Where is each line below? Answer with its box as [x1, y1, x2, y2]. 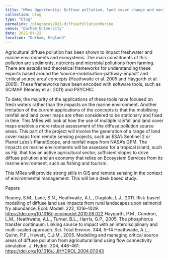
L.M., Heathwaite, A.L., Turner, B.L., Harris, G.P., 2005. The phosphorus [5, 216, 153, 222]
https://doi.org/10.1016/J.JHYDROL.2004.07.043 [5, 248, 104, 254]
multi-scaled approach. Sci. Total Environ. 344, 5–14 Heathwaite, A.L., [5, 226, 150, 232]
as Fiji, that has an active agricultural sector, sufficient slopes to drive [5, 149, 149, 156]
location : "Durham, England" [5, 36, 66, 41]
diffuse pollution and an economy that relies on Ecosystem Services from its [5, 155, 163, 161]
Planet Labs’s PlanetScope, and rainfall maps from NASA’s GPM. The [5, 139, 147, 145]
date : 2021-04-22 [5, 31, 42, 36]
